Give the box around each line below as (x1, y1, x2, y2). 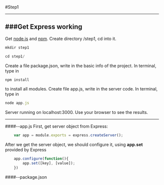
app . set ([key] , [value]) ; (22, 161, 76, 166)
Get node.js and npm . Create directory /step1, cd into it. (5, 36, 117, 41)
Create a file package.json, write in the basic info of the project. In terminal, (5, 63, 157, 69)
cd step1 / (5, 54, 25, 59)
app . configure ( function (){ (14, 156, 69, 161)
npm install (5, 77, 29, 82)
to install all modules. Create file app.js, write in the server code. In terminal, (5, 86, 158, 92)
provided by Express (5, 147, 46, 153)
